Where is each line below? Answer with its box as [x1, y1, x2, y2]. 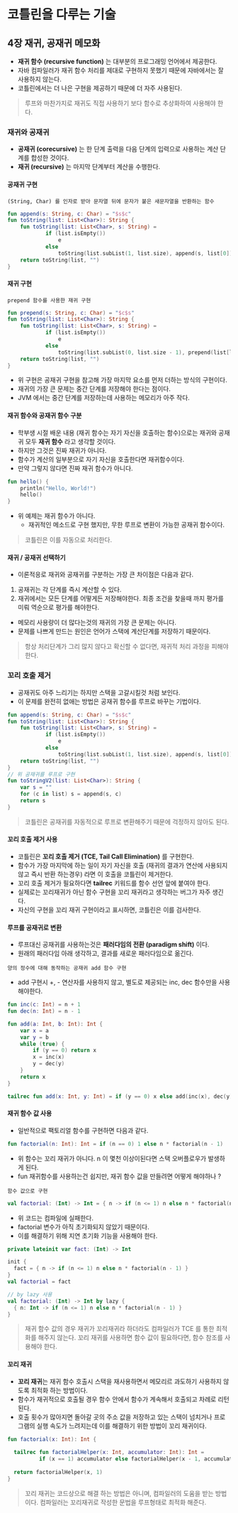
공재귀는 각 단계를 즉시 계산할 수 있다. [17, 586, 122, 594]
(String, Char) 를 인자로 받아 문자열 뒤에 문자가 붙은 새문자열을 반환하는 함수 [7, 198, 215, 205]
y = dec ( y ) [33, 1060, 65, 1067]
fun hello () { [7, 478, 50, 485]
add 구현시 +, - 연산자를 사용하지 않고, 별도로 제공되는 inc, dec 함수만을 [17, 978, 217, 986]
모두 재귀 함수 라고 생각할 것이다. [25, 437, 116, 446]
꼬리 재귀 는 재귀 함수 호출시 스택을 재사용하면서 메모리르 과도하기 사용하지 [17, 1377, 222, 1386]
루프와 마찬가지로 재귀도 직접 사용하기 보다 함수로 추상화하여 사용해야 [24, 99, 216, 107]
